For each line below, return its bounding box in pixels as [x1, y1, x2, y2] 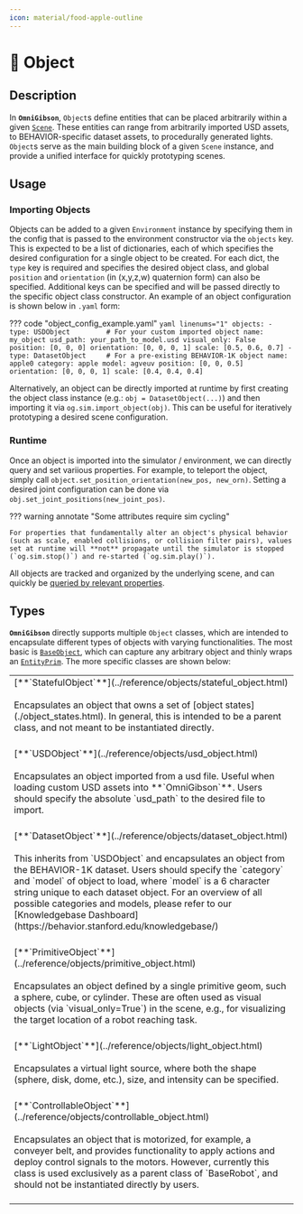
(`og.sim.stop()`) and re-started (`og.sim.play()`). [9, 551, 216, 561]
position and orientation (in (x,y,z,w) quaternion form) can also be [9, 272, 261, 283]
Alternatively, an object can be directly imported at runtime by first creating [9, 383, 289, 394]
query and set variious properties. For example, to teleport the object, [9, 464, 268, 475]
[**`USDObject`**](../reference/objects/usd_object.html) [14, 747, 259, 760]
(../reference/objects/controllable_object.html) [14, 1111, 210, 1124]
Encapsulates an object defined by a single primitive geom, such [14, 980, 287, 993]
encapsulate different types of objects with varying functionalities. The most [9, 637, 293, 648]
